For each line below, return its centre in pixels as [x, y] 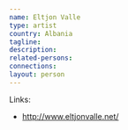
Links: [20, 99]
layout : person [37, 75]
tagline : [25, 42]
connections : [33, 67]
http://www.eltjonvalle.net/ [70, 116]
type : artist [33, 25]
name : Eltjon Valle [45, 17]
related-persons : [41, 58]
